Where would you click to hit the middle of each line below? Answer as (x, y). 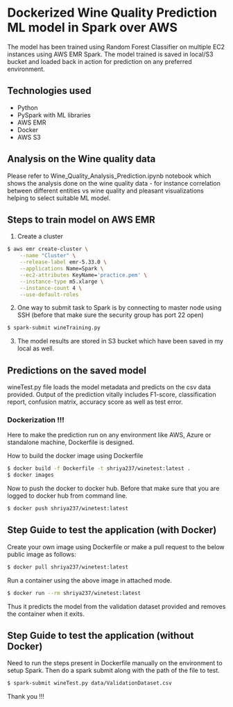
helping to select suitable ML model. (59, 198)
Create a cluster (40, 236)
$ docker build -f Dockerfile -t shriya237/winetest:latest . (99, 469)
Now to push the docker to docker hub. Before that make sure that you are (113, 489)
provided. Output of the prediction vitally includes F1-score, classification (112, 395)
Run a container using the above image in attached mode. (89, 580)
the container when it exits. (46, 614)
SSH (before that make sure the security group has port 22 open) (110, 315)
